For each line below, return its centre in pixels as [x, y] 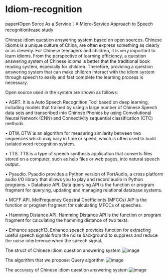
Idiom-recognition [44, 9]
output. [13, 164]
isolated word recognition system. [40, 144]
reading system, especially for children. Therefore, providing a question [79, 66]
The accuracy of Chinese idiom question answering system [66, 269]
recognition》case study [29, 30]
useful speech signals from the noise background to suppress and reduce [81, 235]
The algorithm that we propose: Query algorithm [55, 260]
